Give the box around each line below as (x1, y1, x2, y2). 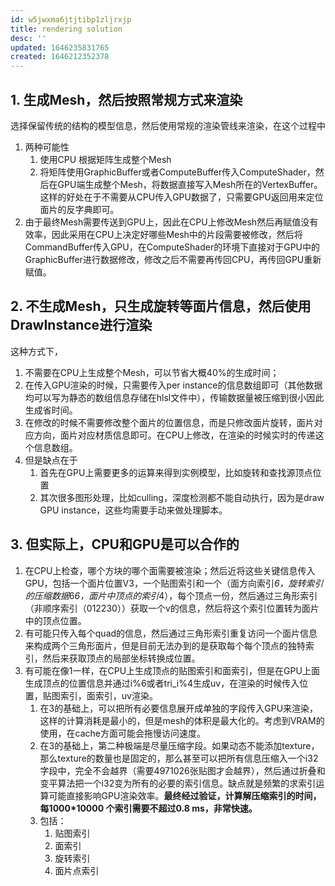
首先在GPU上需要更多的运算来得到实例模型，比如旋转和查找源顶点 (39, 466, 313, 478)
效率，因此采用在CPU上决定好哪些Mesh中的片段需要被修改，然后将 (24, 228, 303, 240)
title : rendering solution (10, 24, 123, 34)
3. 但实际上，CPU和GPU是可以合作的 (10, 536, 240, 553)
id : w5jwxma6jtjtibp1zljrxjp (10, 14, 132, 25)
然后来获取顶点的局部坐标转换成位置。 (42, 652, 201, 664)
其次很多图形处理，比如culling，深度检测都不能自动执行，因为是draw (39, 491, 325, 503)
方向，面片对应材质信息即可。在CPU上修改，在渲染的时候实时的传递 (33, 429, 316, 441)
